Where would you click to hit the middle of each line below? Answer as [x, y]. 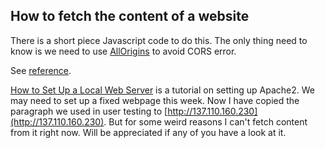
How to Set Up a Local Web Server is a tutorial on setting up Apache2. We [163, 90]
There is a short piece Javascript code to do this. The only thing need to [159, 40]
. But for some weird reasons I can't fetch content [205, 121]
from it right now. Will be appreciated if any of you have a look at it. [148, 132]
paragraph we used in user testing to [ [89, 111]
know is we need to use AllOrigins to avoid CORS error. [123, 51]
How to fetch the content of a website [130, 16]
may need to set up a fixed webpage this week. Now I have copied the [155, 100]
